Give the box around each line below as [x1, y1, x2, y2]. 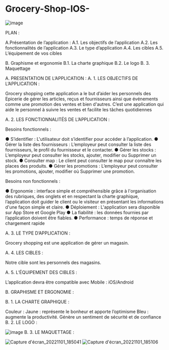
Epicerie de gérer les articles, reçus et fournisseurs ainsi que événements [5, 96, 158, 102]
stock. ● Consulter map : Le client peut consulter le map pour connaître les [5, 158, 162, 164]
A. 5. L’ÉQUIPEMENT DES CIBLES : [5, 269, 77, 275]
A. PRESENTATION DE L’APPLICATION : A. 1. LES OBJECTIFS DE [5, 75, 138, 81]
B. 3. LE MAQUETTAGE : [24, 329, 75, 335]
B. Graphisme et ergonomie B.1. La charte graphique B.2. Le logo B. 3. [5, 60, 150, 66]
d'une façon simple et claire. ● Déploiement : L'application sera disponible [5, 204, 160, 210]
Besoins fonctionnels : [5, 126, 51, 132]
